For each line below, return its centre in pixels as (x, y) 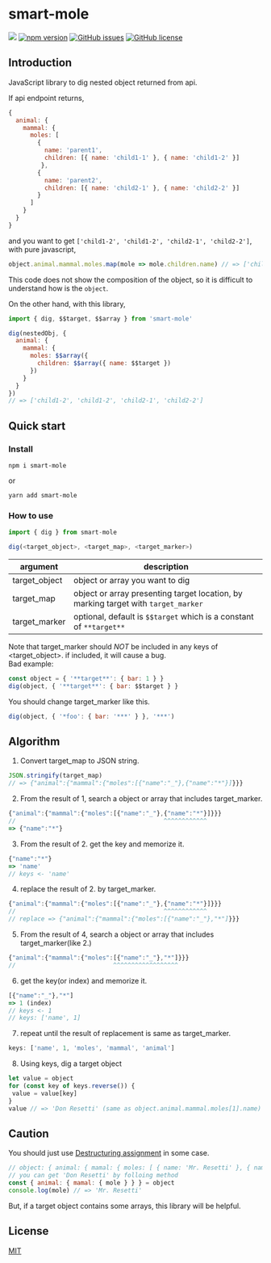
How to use (31, 515)
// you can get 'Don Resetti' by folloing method (94, 1176)
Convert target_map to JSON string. (79, 761)
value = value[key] (45, 1093)
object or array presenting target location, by (158, 593)
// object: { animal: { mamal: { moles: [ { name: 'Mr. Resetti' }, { (129, 1168)
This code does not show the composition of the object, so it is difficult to (131, 279)
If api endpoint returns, (46, 98)
